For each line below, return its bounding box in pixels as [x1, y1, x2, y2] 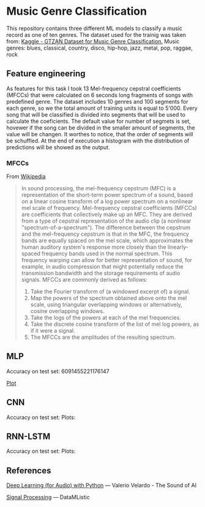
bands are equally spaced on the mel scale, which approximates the [21, 237, 193, 244]
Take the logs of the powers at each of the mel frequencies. [30, 314, 182, 322]
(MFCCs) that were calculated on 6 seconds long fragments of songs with [6, 91, 193, 99]
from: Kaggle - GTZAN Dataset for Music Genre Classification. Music [6, 37, 180, 45]
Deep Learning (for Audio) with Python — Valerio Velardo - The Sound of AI [6, 482, 197, 489]
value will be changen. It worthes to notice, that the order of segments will [6, 130, 193, 137]
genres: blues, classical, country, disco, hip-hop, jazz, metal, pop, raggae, [6, 44, 193, 52]
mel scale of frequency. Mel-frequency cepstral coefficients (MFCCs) [21, 204, 197, 212]
